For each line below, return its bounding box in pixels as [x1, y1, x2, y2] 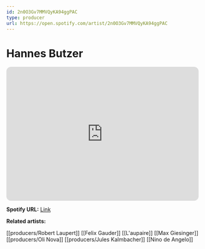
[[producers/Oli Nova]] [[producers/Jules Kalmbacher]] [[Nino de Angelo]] [6, 236, 193, 244]
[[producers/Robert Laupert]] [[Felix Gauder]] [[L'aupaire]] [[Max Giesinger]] [6, 230, 199, 237]
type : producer [6, 15, 45, 21]
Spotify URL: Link [6, 206, 51, 213]
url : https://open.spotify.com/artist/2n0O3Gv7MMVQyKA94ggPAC [6, 20, 168, 26]
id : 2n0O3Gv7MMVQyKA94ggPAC [6, 9, 78, 15]
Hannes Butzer [6, 46, 84, 60]
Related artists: [6, 217, 46, 225]
